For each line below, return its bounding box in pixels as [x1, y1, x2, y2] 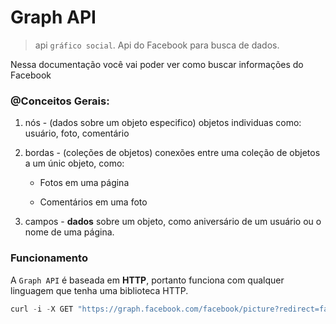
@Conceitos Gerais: [10, 94, 110, 108]
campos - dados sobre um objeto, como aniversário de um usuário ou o [24, 216, 322, 228]
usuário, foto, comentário [24, 127, 130, 140]
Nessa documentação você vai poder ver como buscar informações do [10, 58, 304, 70]
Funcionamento [10, 251, 88, 265]
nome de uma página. [24, 226, 115, 238]
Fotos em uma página [39, 177, 130, 189]
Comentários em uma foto [39, 196, 148, 208]
